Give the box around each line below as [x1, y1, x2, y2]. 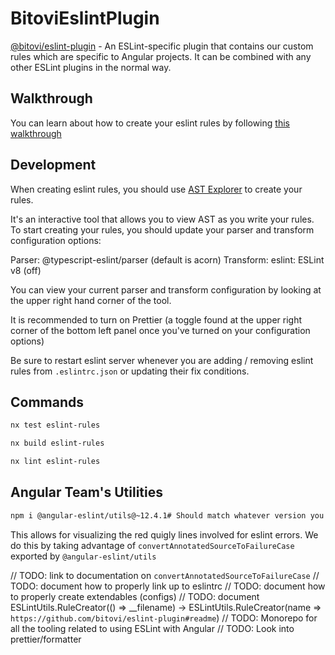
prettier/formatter [10, 633, 82, 645]
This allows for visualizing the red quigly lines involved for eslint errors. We [10, 528, 319, 541]
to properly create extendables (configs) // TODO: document [10, 590, 260, 602]
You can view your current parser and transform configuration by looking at [10, 283, 322, 296]
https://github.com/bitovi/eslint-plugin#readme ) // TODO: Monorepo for [10, 612, 318, 624]
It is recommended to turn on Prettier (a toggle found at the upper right [10, 313, 302, 326]
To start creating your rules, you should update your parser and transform [10, 223, 315, 236]
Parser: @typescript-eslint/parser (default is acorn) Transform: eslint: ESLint [10, 253, 325, 266]
